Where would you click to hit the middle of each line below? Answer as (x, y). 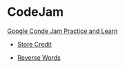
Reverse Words (39, 57)
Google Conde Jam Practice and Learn (62, 31)
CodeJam (36, 12)
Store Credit (34, 44)
